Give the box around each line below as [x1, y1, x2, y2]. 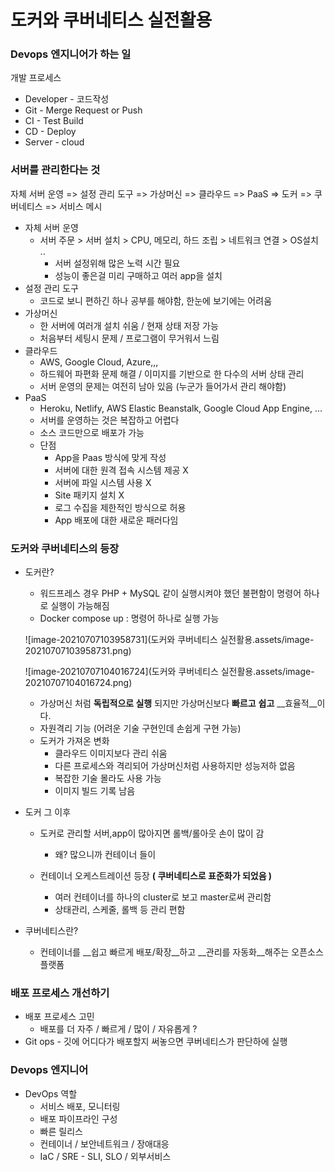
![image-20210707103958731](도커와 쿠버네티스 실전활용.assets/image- [24, 634, 315, 646]
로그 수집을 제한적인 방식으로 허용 [54, 501, 187, 513]
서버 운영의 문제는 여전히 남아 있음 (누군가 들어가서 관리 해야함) [39, 380, 287, 392]
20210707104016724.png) [24, 677, 133, 689]
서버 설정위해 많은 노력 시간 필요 [54, 257, 181, 269]
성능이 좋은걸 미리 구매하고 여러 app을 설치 [54, 269, 223, 281]
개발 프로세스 [10, 72, 62, 84]
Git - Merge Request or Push [24, 104, 143, 116]
